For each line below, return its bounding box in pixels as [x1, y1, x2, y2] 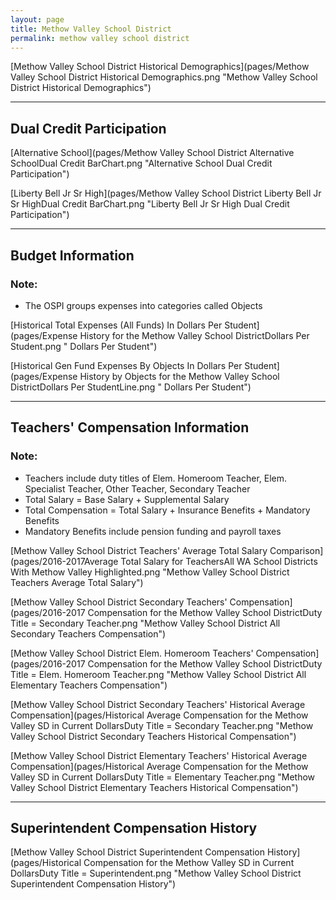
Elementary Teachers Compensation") [10, 679, 168, 691]
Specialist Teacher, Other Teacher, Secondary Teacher [24, 482, 251, 495]
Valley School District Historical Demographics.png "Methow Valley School [10, 71, 318, 83]
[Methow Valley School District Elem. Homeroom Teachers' [10, 647, 254, 659]
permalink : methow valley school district [10, 33, 190, 43]
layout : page [10, 14, 65, 25]
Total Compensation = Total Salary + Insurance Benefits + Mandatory [24, 504, 311, 516]
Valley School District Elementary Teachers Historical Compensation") [10, 781, 299, 793]
